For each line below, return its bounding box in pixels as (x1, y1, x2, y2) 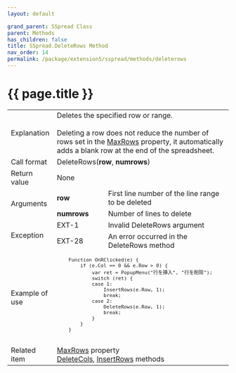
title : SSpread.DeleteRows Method (7, 43, 109, 50)
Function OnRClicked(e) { (68, 256, 139, 263)
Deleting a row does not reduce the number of (56, 128, 209, 138)
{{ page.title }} (7, 86, 94, 102)
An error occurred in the (107, 231, 188, 241)
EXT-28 (56, 236, 84, 246)
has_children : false (7, 36, 68, 43)
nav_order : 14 (7, 49, 49, 56)
